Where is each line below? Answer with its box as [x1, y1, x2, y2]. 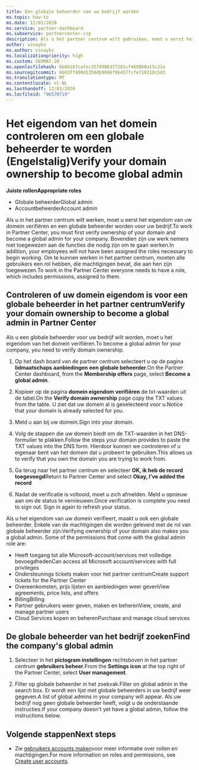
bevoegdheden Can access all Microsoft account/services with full [14, 558, 176, 565]
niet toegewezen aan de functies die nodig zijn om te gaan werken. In [6, 241, 175, 248]
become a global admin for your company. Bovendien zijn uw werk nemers [6, 235, 189, 242]
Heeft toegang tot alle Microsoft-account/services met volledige [14, 551, 172, 558]
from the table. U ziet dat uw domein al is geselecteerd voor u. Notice [14, 401, 184, 408]
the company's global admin [6, 641, 114, 651]
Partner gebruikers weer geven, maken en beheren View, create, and [14, 602, 181, 609]
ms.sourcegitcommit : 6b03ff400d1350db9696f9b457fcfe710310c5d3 [6, 69, 166, 75]
